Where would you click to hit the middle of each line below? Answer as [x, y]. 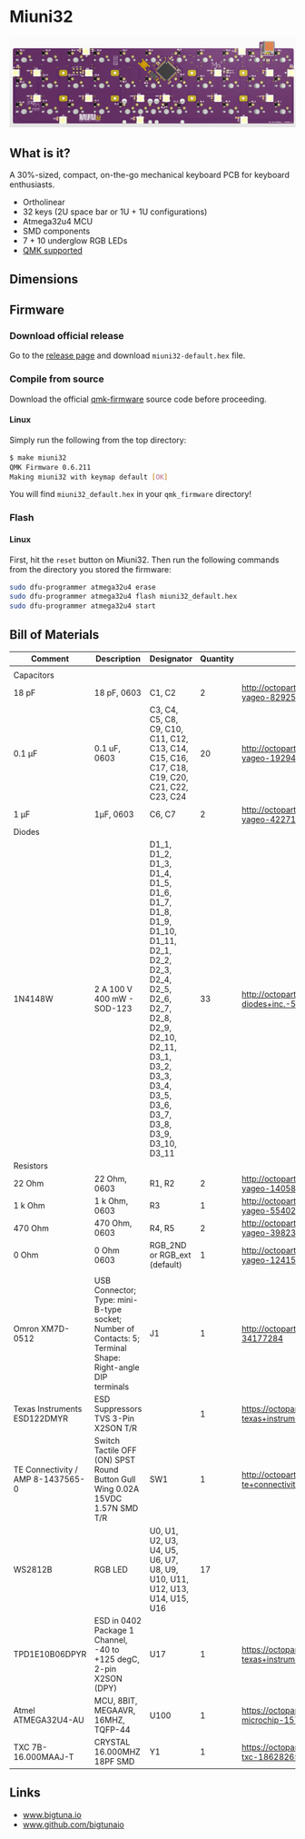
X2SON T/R [116, 1428]
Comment [50, 659]
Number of [114, 1328]
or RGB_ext [170, 1255]
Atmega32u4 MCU [58, 222]
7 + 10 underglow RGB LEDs [75, 241]
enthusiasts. [32, 184]
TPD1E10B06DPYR [50, 1655]
